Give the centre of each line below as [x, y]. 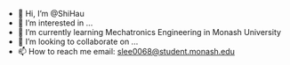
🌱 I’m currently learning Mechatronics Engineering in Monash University [149, 32]
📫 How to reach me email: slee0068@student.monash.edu [126, 51]
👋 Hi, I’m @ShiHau [51, 14]
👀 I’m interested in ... [55, 23]
